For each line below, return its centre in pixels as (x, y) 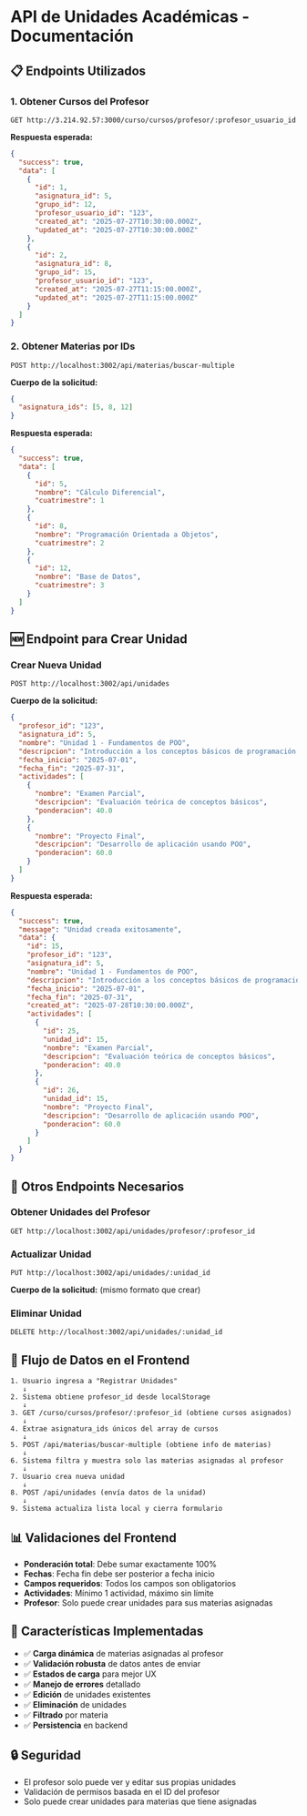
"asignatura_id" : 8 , (73, 264)
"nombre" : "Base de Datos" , (88, 577)
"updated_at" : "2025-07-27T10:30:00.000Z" (116, 230)
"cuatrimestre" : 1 (69, 501)
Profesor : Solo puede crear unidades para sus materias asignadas (148, 1603)
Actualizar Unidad (51, 1254)
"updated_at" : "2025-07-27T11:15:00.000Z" (116, 298)
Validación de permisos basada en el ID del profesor (122, 1791)
